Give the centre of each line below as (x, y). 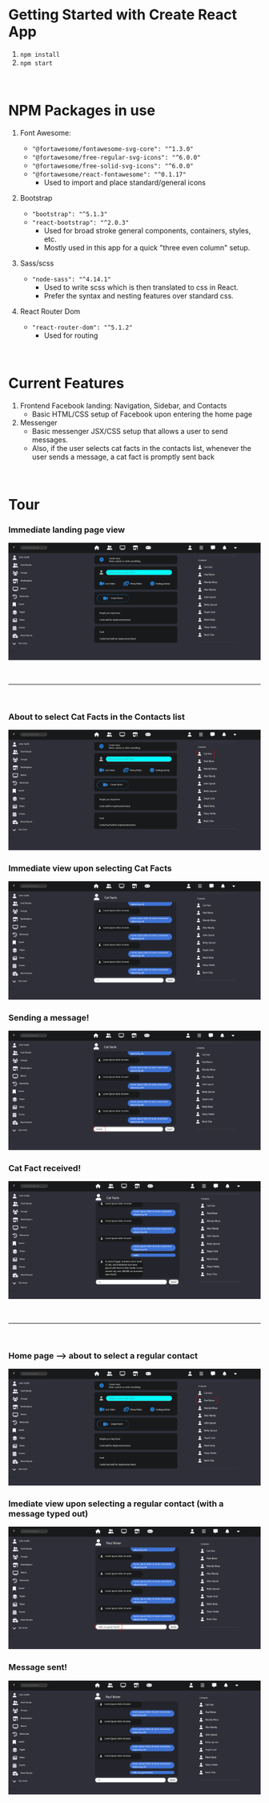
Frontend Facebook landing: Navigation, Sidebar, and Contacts (123, 405)
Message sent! (38, 1667)
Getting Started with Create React (123, 15)
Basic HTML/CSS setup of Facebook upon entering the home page (142, 414)
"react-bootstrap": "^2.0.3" (80, 222)
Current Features (66, 384)
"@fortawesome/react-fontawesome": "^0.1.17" (109, 174)
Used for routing (71, 335)
